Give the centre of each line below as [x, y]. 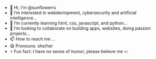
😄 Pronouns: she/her [31, 46]
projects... [20, 33]
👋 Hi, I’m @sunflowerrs [33, 8]
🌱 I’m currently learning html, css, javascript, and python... [68, 23]
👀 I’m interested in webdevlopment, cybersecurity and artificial [73, 13]
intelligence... [23, 18]
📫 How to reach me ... [32, 39]
